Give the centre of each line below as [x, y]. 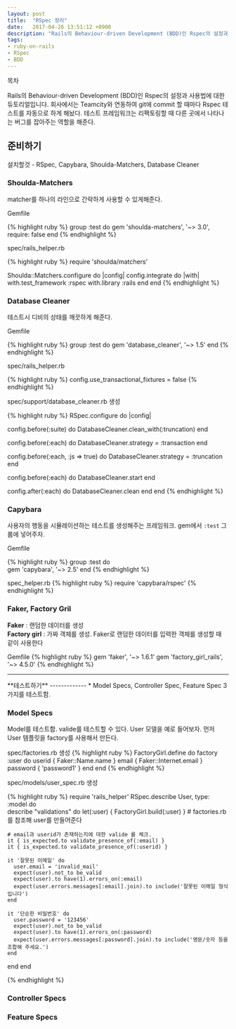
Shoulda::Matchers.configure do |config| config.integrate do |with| [104, 275]
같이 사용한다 [25, 643]
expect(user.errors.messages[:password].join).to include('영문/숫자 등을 [121, 940]
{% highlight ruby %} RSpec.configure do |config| [79, 416]
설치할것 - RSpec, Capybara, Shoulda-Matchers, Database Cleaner [103, 164]
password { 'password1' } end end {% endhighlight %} [86, 768]
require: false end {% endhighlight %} [62, 234]
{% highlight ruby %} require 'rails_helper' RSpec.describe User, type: [109, 797]
